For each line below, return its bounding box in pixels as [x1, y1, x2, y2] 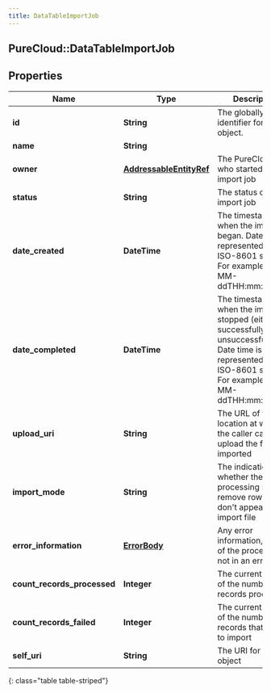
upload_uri [12, 427, 55, 439]
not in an [217, 555, 251, 566]
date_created [12, 245, 65, 256]
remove [217, 491, 246, 502]
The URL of [217, 407, 261, 418]
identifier [217, 116, 252, 128]
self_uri [12, 649, 42, 661]
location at [217, 418, 257, 429]
